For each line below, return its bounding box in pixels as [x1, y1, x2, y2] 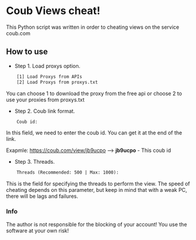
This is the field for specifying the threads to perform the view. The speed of [6, 180, 190, 187]
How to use [6, 47, 48, 57]
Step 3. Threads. [14, 158, 55, 165]
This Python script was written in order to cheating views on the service [6, 23, 180, 31]
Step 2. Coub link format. [14, 107, 75, 114]
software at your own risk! [6, 227, 69, 234]
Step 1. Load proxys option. [14, 62, 81, 69]
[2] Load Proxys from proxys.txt [16, 79, 98, 85]
